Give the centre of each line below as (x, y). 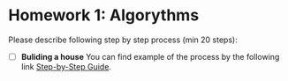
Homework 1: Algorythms (104, 15)
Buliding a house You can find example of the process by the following (150, 56)
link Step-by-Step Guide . (66, 66)
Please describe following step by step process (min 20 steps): (123, 40)
